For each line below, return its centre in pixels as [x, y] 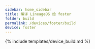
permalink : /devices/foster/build [41, 23]
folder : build [20, 18]
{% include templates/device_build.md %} [48, 41]
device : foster [21, 28]
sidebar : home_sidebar [28, 9]
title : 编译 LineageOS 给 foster [38, 14]
